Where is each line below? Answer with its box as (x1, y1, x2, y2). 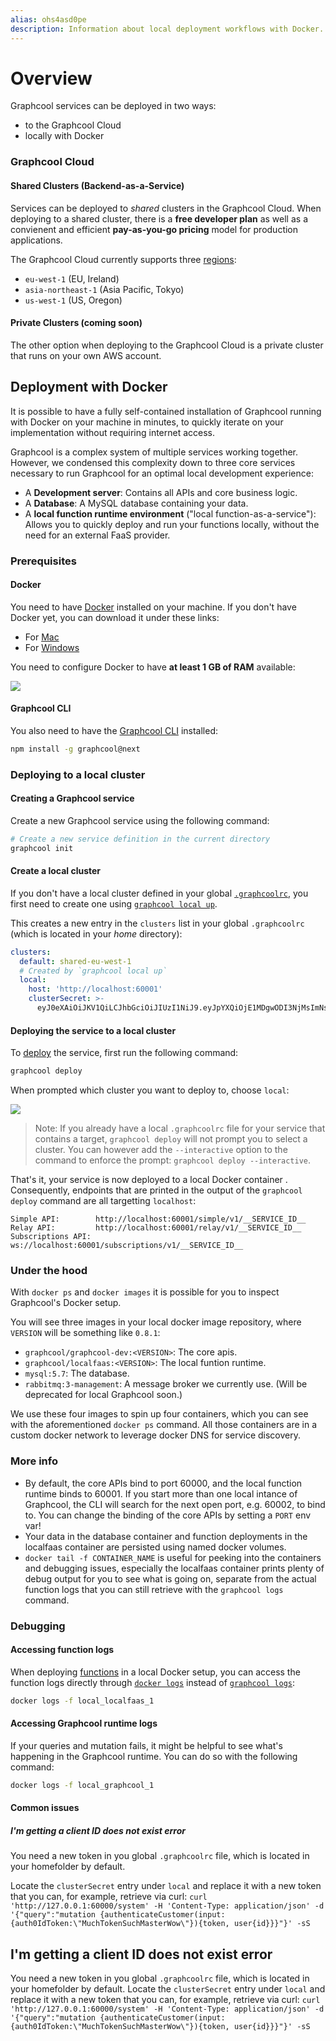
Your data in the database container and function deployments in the (24, 1530, 308, 1542)
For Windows (24, 641, 80, 653)
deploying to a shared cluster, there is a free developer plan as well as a (10, 212, 308, 225)
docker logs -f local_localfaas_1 (10, 1696, 155, 1706)
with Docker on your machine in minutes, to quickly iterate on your (10, 416, 284, 428)
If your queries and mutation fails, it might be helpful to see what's (10, 1739, 283, 1751)
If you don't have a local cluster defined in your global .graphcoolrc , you (10, 887, 309, 899)
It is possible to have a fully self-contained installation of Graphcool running (10, 405, 322, 417)
